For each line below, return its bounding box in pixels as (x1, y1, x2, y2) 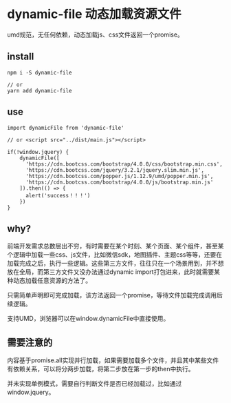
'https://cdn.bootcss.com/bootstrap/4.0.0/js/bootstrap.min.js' (25, 179, 214, 186)
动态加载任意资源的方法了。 (12, 277, 91, 285)
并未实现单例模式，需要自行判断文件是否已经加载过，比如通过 (7, 380, 182, 388)
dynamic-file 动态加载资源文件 (7, 6, 182, 22)
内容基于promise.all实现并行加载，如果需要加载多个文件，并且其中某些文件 (7, 356, 219, 364)
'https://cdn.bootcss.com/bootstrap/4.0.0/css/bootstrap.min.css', (25, 160, 223, 168)
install (7, 51, 34, 63)
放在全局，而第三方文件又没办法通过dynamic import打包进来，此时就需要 (7, 268, 214, 276)
